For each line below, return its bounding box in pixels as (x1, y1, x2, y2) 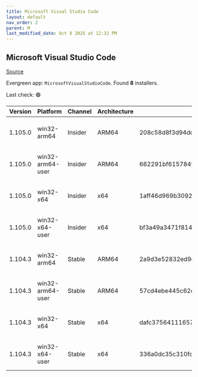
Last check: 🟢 (6, 91, 41, 98)
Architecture (97, 107, 134, 115)
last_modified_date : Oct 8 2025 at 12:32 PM (6, 31, 117, 37)
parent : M (6, 25, 31, 31)
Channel (67, 107, 92, 115)
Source (6, 68, 24, 75)
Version (9, 107, 32, 115)
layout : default (6, 14, 46, 20)
